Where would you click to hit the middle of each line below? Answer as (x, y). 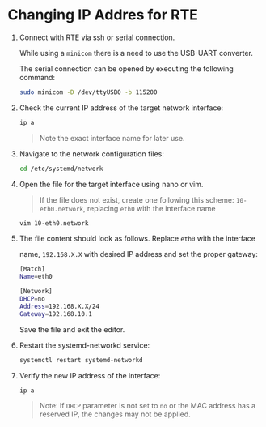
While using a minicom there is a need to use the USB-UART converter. (136, 53)
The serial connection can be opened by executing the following (126, 68)
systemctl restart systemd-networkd (81, 360)
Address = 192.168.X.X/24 (59, 306)
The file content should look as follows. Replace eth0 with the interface (137, 239)
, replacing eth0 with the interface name (149, 208)
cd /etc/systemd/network (61, 169)
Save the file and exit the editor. (72, 329)
